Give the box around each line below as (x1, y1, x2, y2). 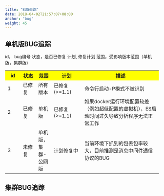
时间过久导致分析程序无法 (89, 113, 148, 120)
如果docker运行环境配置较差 (84, 98, 150, 105)
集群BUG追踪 (5, 183, 45, 192)
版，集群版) (5, 60, 28, 66)
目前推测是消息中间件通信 (94, 147, 153, 154)
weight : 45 (5, 20, 27, 26)
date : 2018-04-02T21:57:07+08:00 (5, 12, 73, 17)
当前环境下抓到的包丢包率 (84, 140, 143, 147)
